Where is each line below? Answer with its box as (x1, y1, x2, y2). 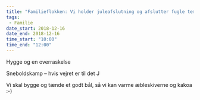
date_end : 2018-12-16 (6, 31, 60, 37)
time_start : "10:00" (6, 36, 58, 42)
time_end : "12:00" (6, 42, 52, 48)
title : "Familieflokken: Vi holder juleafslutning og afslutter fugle (6, 8, 185, 15)
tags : (6, 14, 20, 20)
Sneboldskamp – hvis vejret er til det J (6, 70, 100, 77)
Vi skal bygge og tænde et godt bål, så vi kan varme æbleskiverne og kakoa (6, 81, 192, 88)
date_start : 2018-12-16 (6, 25, 65, 32)
